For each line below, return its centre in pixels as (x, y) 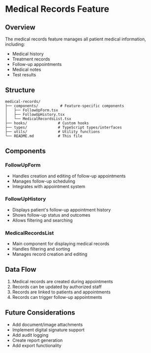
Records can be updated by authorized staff (57, 287)
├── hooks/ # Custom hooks (47, 123)
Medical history (28, 54)
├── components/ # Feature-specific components (65, 106)
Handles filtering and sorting (41, 249)
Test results (24, 75)
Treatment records (31, 59)
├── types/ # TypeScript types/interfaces (63, 127)
